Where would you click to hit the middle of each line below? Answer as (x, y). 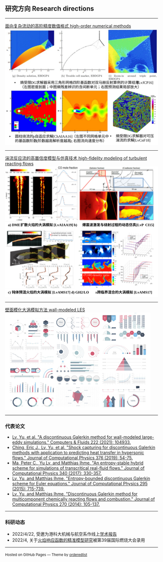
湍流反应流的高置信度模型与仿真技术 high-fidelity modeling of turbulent (76, 158)
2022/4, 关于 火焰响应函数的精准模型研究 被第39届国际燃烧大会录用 (79, 540)
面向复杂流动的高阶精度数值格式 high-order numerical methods (68, 26)
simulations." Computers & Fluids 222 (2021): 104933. (77, 442)
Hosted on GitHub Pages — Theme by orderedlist (46, 555)
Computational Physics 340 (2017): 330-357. (57, 474)
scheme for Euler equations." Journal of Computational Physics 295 (80, 484)
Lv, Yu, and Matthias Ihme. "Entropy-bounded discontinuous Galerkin (81, 478)
